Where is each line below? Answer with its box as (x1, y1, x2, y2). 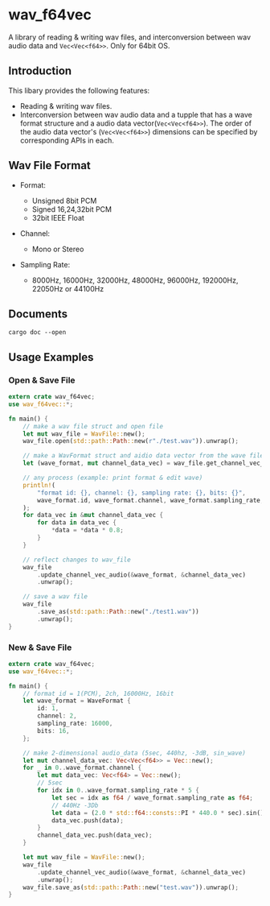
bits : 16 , (37, 726, 70, 734)
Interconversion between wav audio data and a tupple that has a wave (19, 110, 253, 119)
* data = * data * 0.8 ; (51, 526, 125, 535)
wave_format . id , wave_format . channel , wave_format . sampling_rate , (37, 496, 264, 504)
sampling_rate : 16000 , (37, 719, 113, 728)
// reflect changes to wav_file (22, 556, 131, 564)
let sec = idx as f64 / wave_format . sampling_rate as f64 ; (51, 793, 253, 802)
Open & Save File (8, 374, 76, 386)
